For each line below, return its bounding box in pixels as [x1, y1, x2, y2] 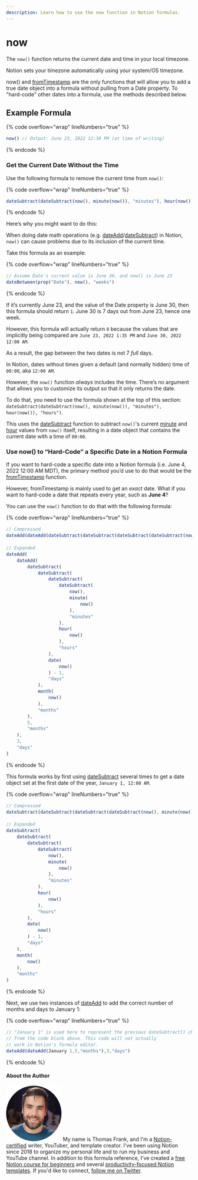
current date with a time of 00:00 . [6, 433, 87, 440]
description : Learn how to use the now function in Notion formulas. [6, 9, 181, 15]
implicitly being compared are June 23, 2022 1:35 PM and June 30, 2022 [6, 331, 181, 339]
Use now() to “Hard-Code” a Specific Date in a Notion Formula [6, 448, 187, 456]
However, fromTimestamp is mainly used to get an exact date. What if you [6, 485, 186, 492]
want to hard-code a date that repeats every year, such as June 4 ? [6, 491, 169, 499]
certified [6, 1142, 27, 1149]
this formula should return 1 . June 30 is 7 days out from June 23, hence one [6, 308, 191, 315]
